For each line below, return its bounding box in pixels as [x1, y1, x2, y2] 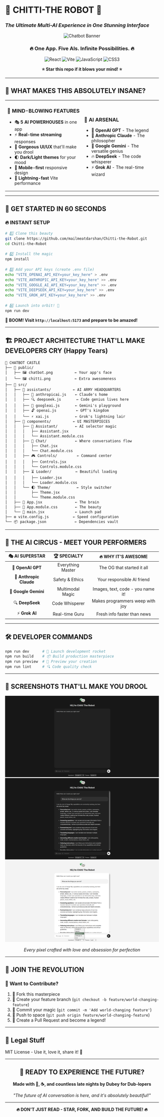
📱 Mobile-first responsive [14, 164, 67, 170]
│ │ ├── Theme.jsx [5, 490, 60, 495]
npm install [5, 257, 29, 262]
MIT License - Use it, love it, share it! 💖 [5, 1049, 83, 1055]
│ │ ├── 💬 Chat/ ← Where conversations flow [5, 438, 132, 443]
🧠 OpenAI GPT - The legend [91, 127, 149, 134]
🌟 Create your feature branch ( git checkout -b [12, 997, 106, 1003]
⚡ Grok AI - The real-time [91, 164, 144, 170]
